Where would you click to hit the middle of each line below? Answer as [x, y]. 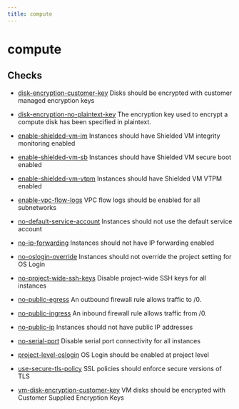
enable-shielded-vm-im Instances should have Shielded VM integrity [119, 136]
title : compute [30, 14]
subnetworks [37, 207]
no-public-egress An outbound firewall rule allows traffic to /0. [110, 299]
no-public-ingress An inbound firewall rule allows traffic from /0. [112, 313]
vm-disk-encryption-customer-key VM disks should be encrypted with [122, 390]
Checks [25, 76]
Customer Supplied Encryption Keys [71, 398]
